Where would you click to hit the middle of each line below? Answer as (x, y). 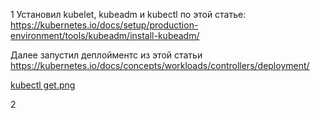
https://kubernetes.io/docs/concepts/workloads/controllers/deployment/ (160, 65)
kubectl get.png (43, 85)
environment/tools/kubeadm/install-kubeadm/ (105, 35)
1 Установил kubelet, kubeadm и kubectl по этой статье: (128, 14)
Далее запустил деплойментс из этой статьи (106, 55)
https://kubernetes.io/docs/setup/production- (104, 25)
